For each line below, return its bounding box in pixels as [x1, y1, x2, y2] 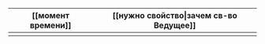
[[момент [31, 10, 69, 20]
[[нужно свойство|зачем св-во [112, 10, 238, 20]
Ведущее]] [153, 20, 196, 31]
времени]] [30, 20, 72, 31]
